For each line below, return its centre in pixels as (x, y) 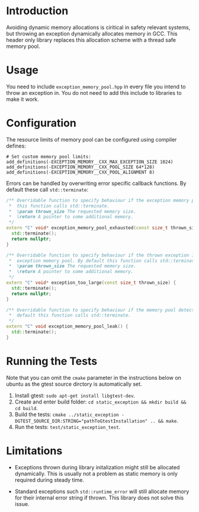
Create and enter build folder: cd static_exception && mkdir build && (100, 402)
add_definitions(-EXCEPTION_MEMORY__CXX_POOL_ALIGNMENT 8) (81, 172)
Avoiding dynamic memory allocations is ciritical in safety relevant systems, (98, 27)
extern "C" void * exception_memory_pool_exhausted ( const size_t (87, 228)
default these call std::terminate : (47, 189)
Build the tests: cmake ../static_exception (67, 414)
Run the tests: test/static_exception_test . (68, 427)
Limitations (34, 451)
